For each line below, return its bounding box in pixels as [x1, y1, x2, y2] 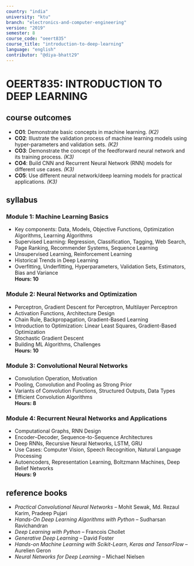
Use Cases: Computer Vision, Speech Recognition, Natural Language [14, 446, 181, 453]
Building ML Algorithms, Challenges [14, 340, 101, 348]
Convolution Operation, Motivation [14, 375, 98, 382]
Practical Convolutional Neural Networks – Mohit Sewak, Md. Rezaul [14, 503, 179, 510]
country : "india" [6, 8, 49, 15]
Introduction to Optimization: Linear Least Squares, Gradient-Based [14, 322, 177, 329]
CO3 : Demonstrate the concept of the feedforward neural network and [14, 147, 185, 154]
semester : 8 [6, 30, 35, 36]
